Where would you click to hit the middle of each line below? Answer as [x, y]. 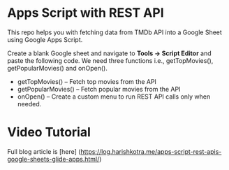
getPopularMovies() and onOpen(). [58, 68]
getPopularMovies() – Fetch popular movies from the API [99, 89]
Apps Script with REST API [86, 13]
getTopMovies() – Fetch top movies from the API [87, 81]
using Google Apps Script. [45, 39]
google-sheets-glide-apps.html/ [53, 159]
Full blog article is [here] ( [44, 151]
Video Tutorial [49, 133]
